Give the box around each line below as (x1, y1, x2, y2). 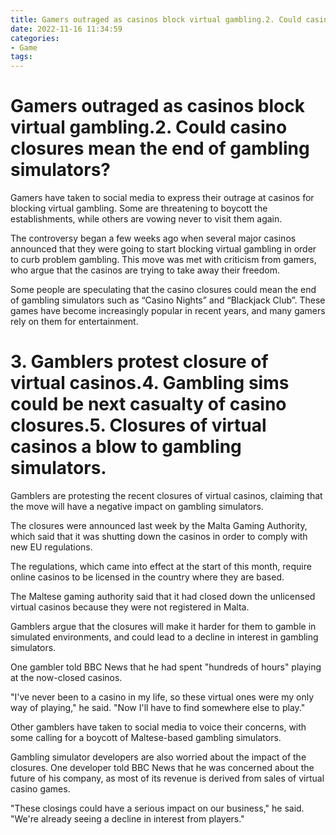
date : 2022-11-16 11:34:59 (10, 24, 123, 34)
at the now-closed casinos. (10, 672, 123, 683)
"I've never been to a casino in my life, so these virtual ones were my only (10, 691, 315, 703)
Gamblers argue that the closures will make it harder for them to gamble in (10, 621, 317, 632)
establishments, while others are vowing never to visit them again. (10, 213, 283, 225)
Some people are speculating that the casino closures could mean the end (10, 284, 317, 296)
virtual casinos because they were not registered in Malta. (10, 601, 250, 613)
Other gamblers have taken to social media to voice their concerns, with (10, 721, 307, 733)
